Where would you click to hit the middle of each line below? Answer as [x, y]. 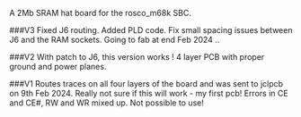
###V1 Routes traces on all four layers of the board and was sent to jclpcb [146, 84]
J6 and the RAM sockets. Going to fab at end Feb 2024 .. [115, 40]
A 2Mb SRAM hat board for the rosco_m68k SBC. [100, 13]
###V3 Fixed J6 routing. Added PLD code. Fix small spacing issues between [151, 30]
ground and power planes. [58, 67]
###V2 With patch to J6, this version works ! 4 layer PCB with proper [137, 57]
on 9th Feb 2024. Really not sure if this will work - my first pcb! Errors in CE [149, 93]
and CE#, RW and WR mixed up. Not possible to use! [107, 103]
